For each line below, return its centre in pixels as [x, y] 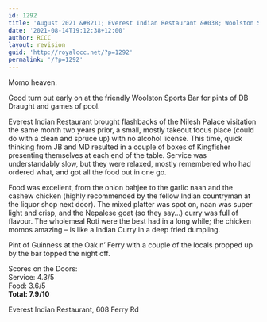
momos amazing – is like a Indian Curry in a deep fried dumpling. [114, 229]
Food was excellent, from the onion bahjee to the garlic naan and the [120, 187]
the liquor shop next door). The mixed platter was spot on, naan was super [130, 204]
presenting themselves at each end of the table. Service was [108, 155]
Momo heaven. [33, 82]
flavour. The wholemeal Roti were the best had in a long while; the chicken [130, 221]
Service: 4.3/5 [31, 277]
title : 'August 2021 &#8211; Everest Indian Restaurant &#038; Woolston [131, 23]
